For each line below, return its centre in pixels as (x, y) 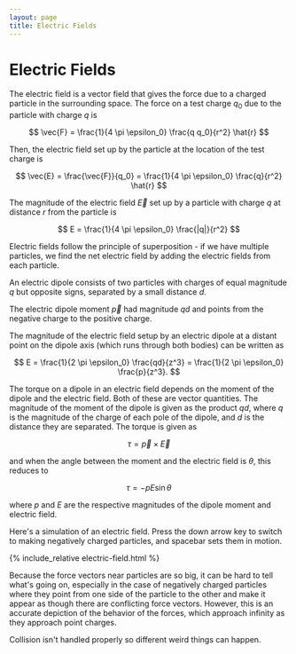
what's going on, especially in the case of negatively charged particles (138, 585)
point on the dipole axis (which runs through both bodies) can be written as (147, 345)
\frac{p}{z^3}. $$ (149, 372)
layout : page (33, 17)
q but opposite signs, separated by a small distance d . (108, 292)
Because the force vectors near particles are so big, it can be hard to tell (141, 575)
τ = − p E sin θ (149, 488)
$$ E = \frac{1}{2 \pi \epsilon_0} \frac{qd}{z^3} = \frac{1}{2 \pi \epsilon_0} (149, 362)
